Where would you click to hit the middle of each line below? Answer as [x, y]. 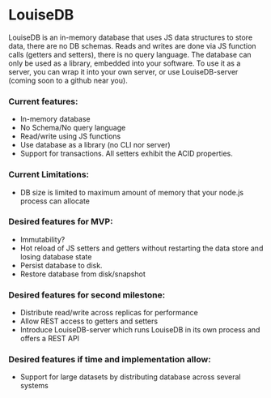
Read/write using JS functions [70, 136]
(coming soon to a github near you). [68, 80]
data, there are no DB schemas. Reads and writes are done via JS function [132, 45]
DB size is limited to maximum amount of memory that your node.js [132, 192]
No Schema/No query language [73, 128]
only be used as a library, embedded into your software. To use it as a [125, 63]
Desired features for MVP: [61, 222]
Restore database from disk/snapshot [83, 274]
